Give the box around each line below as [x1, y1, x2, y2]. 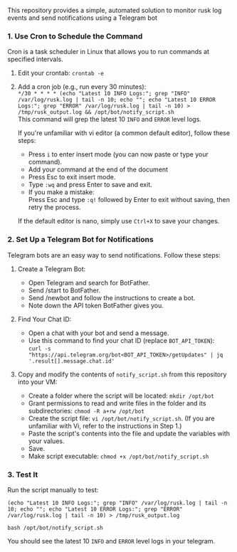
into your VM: [17, 377, 58, 386]
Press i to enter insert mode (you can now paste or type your [28, 150, 209, 159]
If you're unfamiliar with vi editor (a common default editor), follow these [17, 129, 230, 137]
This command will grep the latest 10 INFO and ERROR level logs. [17, 115, 201, 124]
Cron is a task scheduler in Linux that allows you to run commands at [7, 48, 210, 56]
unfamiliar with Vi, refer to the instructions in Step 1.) [28, 421, 182, 430]
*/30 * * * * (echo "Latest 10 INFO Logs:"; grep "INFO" [17, 90, 191, 97]
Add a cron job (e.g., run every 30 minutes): [17, 83, 147, 91]
